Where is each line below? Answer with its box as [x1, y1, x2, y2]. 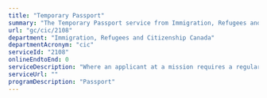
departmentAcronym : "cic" [8, 41, 94, 49]
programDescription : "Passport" [8, 77, 115, 85]
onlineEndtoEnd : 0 [8, 56, 69, 64]
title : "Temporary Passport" [8, 11, 105, 20]
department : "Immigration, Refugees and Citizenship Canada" [8, 33, 215, 42]
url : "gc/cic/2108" [8, 26, 73, 34]
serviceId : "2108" [8, 48, 69, 56]
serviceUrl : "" [8, 70, 59, 78]
